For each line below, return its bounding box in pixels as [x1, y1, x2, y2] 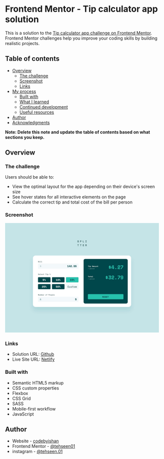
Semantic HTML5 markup [12, 380, 64, 386]
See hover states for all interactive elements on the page [12, 194, 126, 200]
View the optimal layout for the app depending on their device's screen [12, 184, 155, 189]
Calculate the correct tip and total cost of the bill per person [12, 199, 133, 205]
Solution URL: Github [12, 351, 55, 357]
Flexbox [12, 390, 28, 396]
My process [12, 88, 37, 94]
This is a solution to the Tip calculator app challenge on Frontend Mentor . [5, 30, 152, 36]
